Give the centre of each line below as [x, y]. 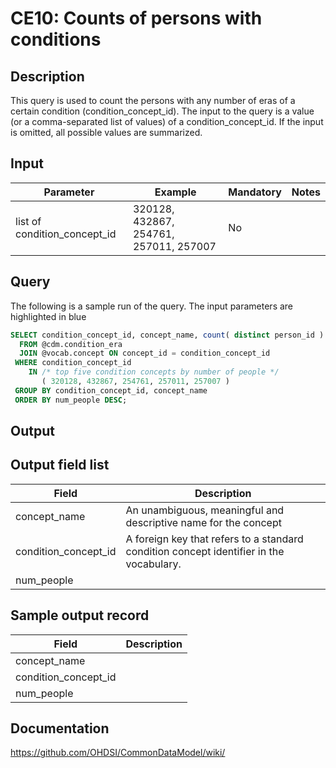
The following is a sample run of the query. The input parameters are [152, 306]
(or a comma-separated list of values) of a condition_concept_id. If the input [167, 121]
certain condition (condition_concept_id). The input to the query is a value [162, 111]
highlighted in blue [48, 316]
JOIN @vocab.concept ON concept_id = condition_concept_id [145, 353]
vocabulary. [153, 564]
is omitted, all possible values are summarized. [106, 132]
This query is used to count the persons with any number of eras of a [153, 100]
